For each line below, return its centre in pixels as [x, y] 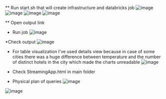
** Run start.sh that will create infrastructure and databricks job [70, 8]
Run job [20, 32]
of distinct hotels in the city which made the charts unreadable [76, 62]
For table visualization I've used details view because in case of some [83, 51]
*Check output [20, 42]
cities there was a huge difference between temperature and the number [86, 57]
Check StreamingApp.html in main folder [54, 72]
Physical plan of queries [37, 81]
